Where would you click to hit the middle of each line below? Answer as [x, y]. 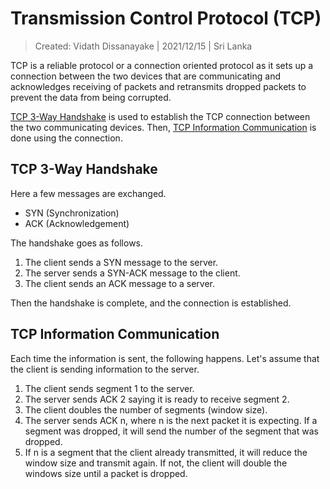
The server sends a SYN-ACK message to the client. [132, 273]
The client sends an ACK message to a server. [120, 283]
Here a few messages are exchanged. [88, 193]
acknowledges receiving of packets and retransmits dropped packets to [158, 86]
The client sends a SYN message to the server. [121, 262]
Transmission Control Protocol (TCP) [166, 18]
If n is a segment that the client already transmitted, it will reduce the [166, 452]
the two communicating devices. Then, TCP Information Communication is [163, 127]
